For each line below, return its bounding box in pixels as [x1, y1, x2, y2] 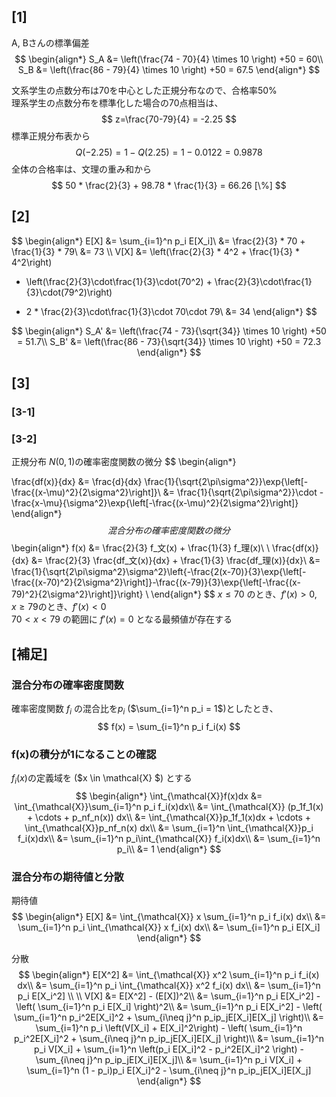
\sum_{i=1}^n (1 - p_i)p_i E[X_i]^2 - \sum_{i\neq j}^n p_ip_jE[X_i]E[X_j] [26, 1065, 312, 1077]
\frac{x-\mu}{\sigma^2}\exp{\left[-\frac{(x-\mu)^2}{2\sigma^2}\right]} [11, 497, 299, 509]
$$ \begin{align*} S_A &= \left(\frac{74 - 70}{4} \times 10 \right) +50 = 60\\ [14, 53, 324, 65]
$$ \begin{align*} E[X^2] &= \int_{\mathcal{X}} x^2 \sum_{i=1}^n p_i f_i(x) [18, 969, 320, 981]
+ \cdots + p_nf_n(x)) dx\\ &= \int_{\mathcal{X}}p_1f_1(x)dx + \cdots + [26, 811, 312, 823]
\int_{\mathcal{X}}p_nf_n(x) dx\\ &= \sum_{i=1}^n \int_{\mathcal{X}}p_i [24, 821, 314, 834]
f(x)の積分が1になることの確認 [11, 747, 157, 761]
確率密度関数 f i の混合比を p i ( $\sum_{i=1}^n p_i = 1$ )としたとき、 [11, 702, 279, 717]
